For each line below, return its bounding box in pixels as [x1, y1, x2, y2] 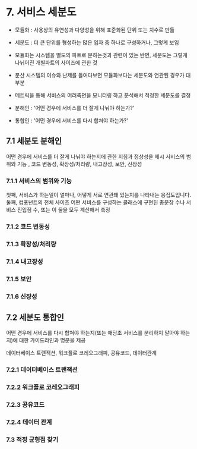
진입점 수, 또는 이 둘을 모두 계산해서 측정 [17, 206, 111, 213]
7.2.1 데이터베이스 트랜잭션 [6, 366, 78, 374]
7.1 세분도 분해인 [6, 136, 62, 146]
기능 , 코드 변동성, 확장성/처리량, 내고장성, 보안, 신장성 [17, 160, 142, 167]
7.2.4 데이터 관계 [6, 418, 52, 426]
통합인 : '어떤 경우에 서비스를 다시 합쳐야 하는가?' [14, 117, 129, 124]
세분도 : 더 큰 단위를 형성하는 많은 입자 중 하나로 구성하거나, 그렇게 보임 [14, 39, 179, 46]
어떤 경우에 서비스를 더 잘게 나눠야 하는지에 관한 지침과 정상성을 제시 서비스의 [6, 153, 185, 160]
